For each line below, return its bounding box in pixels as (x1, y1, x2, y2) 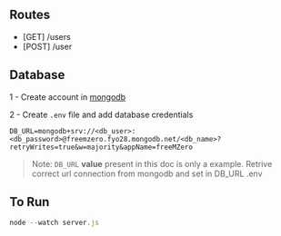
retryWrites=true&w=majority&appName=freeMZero (9, 143, 194, 152)
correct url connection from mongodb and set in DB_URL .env (31, 168, 263, 179)
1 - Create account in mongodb (9, 91, 125, 103)
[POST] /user (22, 41, 73, 52)
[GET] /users (22, 31, 71, 42)
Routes (9, 7, 51, 23)
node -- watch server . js (9, 218, 100, 228)
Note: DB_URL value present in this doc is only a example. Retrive (31, 158, 273, 169)
